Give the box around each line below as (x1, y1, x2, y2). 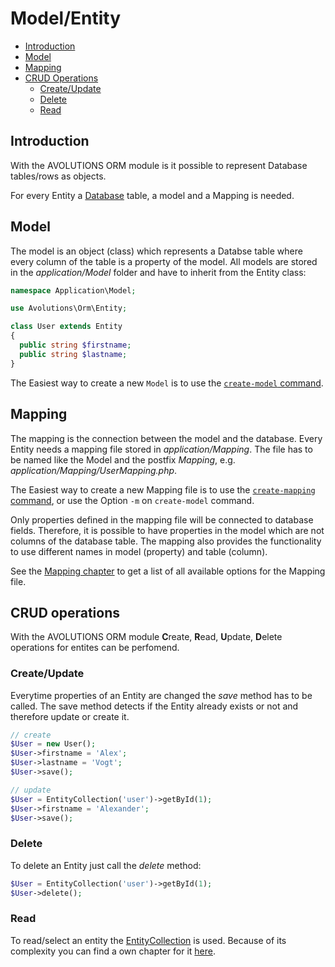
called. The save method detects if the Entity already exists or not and (10, 700, 299, 712)
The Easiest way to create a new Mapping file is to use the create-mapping (10, 483, 316, 496)
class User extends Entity (10, 322, 123, 332)
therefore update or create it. (10, 710, 130, 722)
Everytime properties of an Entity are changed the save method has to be (10, 689, 313, 701)
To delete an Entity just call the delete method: (10, 859, 202, 871)
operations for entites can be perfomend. (10, 642, 180, 654)
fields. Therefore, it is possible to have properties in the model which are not (10, 524, 325, 536)
